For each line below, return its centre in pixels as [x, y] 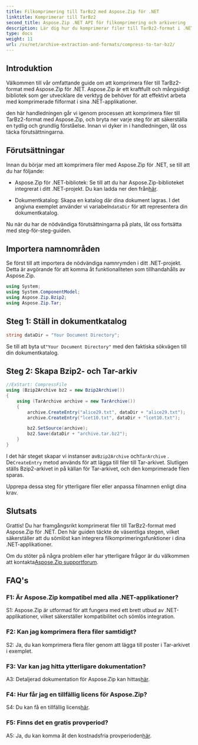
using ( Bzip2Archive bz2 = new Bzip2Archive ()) [66, 391]
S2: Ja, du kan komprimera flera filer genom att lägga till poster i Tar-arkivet [98, 645]
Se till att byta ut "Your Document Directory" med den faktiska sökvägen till [96, 346]
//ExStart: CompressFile [37, 385]
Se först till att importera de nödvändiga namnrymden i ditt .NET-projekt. [94, 263]
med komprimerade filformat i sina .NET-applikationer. [72, 102]
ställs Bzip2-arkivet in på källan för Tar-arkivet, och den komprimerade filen [98, 469]
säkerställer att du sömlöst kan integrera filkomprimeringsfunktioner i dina [96, 538]
